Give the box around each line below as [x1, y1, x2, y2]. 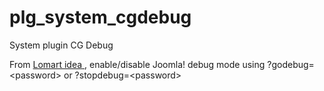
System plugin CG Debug [9, 39, 114, 51]
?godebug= [267, 58, 315, 70]
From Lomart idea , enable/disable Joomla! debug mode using [9, 58, 266, 70]
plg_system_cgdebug [9, 6, 192, 29]
